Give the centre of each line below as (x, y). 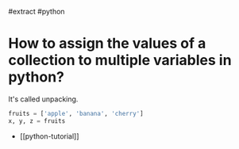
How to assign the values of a (107, 44)
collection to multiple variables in (120, 61)
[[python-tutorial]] (49, 136)
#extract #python (37, 11)
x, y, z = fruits (37, 121)
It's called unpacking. (43, 99)
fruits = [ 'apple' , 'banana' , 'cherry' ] (76, 113)
